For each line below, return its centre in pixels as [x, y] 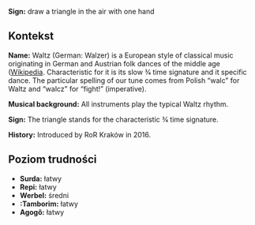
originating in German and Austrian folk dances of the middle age [114, 63]
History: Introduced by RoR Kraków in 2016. [80, 134]
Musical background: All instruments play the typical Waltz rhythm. [118, 104]
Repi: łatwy [38, 187]
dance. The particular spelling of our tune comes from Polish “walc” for [124, 80]
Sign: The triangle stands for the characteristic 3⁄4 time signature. [113, 119]
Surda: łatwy [40, 178]
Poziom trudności [52, 160]
